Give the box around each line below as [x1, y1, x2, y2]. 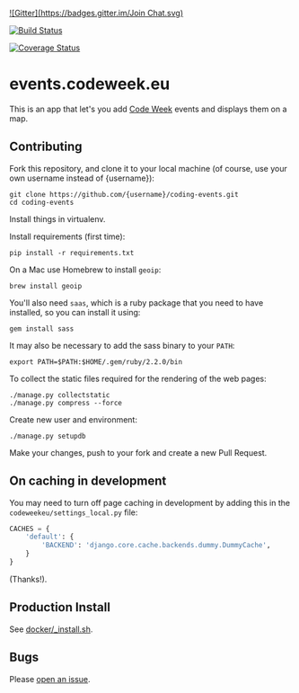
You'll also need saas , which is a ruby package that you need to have [9, 297, 264, 308]
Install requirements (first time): [9, 231, 126, 242]
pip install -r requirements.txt [9, 248, 135, 257]
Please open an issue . [9, 673, 92, 684]
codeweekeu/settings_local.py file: [9, 507, 138, 518]
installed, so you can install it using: [9, 307, 141, 317]
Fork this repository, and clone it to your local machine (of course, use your [9, 163, 287, 173]
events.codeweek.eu [9, 74, 171, 94]
